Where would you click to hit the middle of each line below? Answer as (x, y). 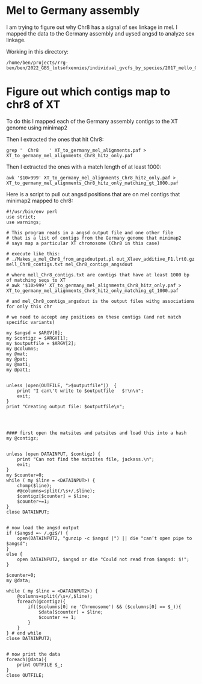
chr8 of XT (33, 104)
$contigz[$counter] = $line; (54, 496)
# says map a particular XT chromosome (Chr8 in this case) (83, 243)
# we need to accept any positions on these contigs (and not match (94, 317)
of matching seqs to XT (36, 280)
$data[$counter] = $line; (71, 612)
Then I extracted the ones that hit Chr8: (55, 139)
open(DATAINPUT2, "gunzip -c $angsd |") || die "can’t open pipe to (105, 538)
